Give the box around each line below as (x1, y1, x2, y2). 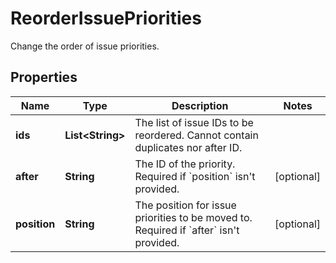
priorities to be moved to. (134, 210, 253, 224)
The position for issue (134, 198, 237, 212)
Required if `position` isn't (134, 169, 256, 183)
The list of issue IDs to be (134, 115, 254, 129)
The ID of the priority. (134, 157, 236, 171)
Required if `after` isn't (134, 223, 240, 237)
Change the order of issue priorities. (10, 40, 160, 52)
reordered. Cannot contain (134, 128, 259, 142)
